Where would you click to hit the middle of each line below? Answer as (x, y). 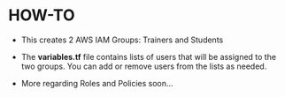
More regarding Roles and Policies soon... (97, 83)
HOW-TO (42, 15)
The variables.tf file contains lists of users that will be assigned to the (148, 56)
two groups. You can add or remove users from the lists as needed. (144, 66)
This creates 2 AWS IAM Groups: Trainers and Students (122, 40)
